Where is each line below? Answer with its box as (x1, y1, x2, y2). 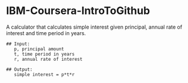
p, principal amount (14, 46, 65, 52)
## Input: (6, 41, 31, 47)
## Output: (6, 66, 33, 72)
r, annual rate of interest (14, 56, 83, 62)
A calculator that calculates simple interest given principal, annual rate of (6, 23, 183, 30)
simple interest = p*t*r (14, 71, 75, 77)
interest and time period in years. (6, 29, 86, 36)
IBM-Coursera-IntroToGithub (6, 4, 150, 18)
